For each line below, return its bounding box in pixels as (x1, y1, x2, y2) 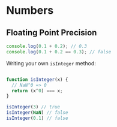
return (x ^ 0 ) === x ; (11, 87, 63, 93)
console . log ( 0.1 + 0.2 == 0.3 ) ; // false (6, 49, 112, 55)
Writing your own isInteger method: (6, 59, 96, 66)
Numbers (6, 4, 54, 17)
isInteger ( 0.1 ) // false (6, 115, 68, 121)
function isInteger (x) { (6, 76, 68, 83)
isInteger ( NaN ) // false (6, 110, 68, 116)
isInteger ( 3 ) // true (6, 104, 61, 110)
